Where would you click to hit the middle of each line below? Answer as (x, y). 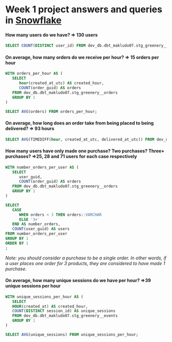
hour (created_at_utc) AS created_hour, (61, 83)
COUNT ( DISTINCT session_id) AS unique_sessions (64, 311)
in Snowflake (34, 20)
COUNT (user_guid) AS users (41, 229)
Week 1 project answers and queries (84, 9)
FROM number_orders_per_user (36, 234)
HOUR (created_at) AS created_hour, (50, 306)
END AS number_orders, (36, 224)
